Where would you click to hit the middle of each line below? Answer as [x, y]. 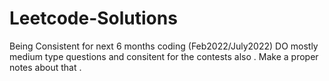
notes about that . [45, 67]
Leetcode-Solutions [93, 18]
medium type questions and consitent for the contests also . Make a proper [164, 56]
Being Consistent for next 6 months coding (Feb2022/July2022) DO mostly [164, 46]
